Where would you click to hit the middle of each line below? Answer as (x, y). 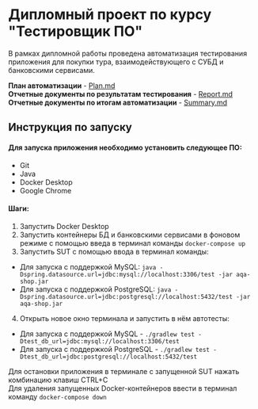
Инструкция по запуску (70, 127)
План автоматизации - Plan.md (62, 86)
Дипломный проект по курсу (110, 15)
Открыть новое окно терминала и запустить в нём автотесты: (124, 318)
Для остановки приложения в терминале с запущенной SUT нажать (124, 371)
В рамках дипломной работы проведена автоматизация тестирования (128, 53)
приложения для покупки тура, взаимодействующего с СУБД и (116, 62)
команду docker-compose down (57, 396)
